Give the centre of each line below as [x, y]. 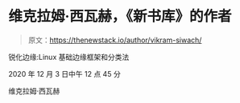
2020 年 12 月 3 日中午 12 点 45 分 [64, 73]
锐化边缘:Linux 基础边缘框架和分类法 [69, 57]
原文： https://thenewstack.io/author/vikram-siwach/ [115, 40]
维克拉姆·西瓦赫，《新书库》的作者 [120, 16]
